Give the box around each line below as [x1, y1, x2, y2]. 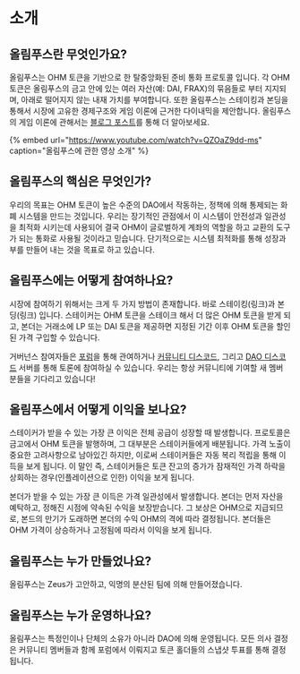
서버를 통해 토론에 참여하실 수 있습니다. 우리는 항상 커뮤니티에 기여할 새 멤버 [18, 362, 284, 372]
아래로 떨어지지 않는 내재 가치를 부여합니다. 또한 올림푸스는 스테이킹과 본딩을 [21, 95, 289, 105]
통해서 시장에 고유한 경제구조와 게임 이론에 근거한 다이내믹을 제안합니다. [9, 106, 261, 116]
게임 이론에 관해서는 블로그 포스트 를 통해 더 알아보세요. [18, 117, 210, 127]
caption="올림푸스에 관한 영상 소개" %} [9, 145, 150, 156]
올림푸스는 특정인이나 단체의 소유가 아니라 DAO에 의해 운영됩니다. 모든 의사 [9, 633, 272, 644]
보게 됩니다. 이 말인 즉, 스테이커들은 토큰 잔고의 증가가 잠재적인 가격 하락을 [25, 461, 287, 472]
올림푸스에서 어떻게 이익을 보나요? [9, 402, 187, 417]
